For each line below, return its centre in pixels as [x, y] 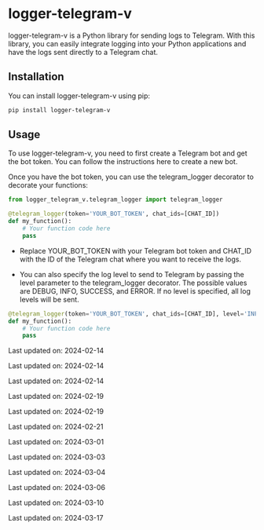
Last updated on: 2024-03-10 [56, 503]
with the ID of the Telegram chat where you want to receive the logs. [130, 259]
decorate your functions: [48, 185]
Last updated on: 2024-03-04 [57, 473]
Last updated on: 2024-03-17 [56, 518]
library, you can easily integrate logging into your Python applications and [127, 43]
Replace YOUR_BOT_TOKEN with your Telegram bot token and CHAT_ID [136, 250]
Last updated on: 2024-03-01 [56, 442]
